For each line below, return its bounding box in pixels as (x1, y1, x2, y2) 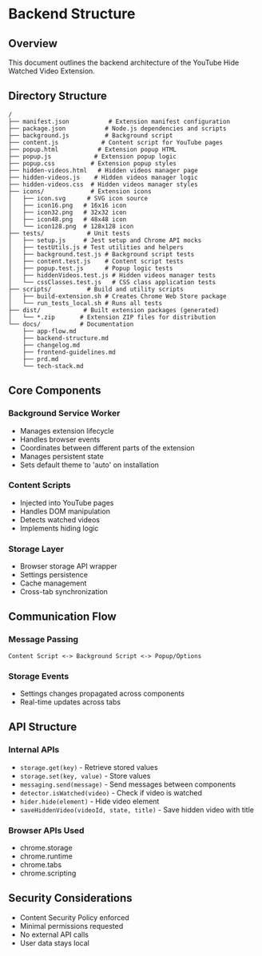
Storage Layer (8, 543, 64, 554)
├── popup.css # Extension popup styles (8, 159, 177, 168)
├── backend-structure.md (22, 334, 109, 342)
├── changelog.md (22, 341, 81, 349)
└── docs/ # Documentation (8, 320, 134, 328)
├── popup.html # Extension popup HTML (8, 145, 177, 153)
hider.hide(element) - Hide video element (19, 796, 160, 806)
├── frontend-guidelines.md (22, 348, 116, 356)
